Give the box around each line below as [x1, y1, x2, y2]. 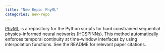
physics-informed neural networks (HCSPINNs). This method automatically [5, 31, 159, 37]
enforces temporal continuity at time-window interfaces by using [5, 36, 138, 42]
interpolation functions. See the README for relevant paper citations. [5, 41, 146, 47]
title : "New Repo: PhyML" [5, 7, 58, 12]
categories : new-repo [5, 12, 50, 17]
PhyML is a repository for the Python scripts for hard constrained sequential [5, 25, 160, 31]
